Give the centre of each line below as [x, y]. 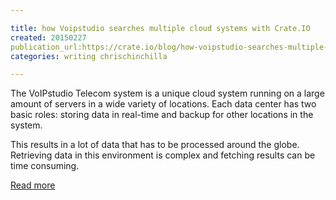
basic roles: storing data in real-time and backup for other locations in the [162, 115]
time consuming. [45, 166]
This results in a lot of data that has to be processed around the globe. [155, 145]
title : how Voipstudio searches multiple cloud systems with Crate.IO [160, 28]
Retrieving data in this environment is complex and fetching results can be [163, 155]
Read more [33, 185]
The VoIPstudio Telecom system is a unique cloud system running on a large [167, 93]
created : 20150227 [48, 37]
